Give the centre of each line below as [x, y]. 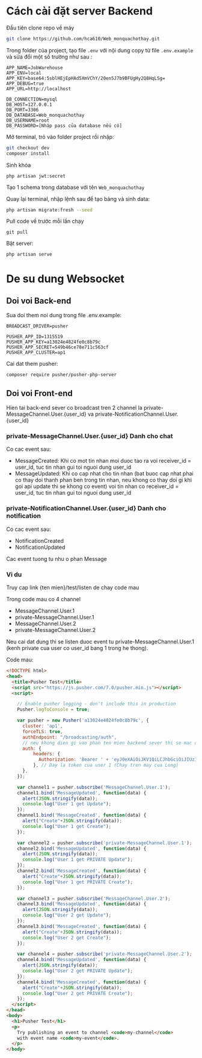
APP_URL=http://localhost [38, 88]
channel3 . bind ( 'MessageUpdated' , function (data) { [82, 904]
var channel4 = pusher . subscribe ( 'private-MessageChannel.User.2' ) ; [105, 954]
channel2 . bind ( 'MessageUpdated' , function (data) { [82, 849]
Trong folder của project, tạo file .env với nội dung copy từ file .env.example [100, 50]
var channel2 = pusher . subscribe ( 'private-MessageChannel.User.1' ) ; [105, 843]
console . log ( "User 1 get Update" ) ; [67, 804]
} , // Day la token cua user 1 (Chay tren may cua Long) [106, 766]
